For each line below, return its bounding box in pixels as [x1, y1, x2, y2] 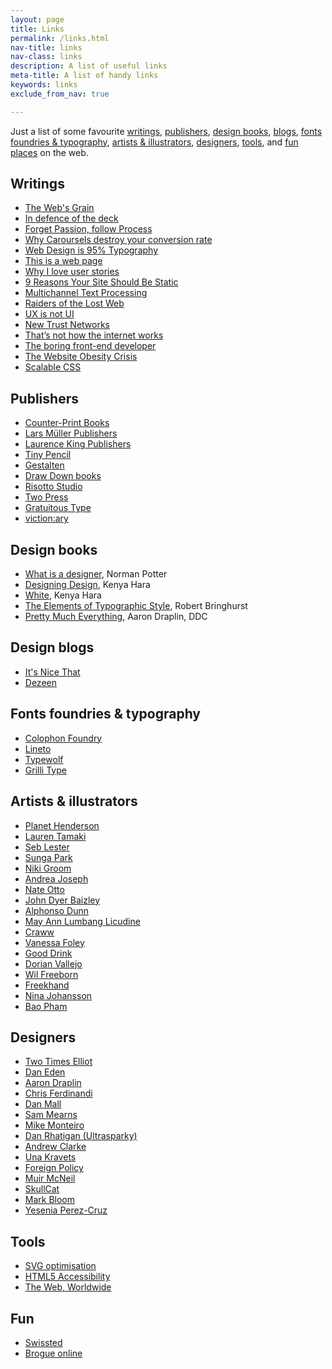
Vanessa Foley [24, 936, 85, 948]
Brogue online [24, 1347, 83, 1359]
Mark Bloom [24, 1194, 76, 1206]
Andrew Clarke [24, 1141, 87, 1153]
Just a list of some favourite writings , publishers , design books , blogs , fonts [10, 125, 323, 137]
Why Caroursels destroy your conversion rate [24, 234, 213, 246]
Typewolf [24, 753, 64, 765]
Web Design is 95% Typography [24, 244, 159, 256]
